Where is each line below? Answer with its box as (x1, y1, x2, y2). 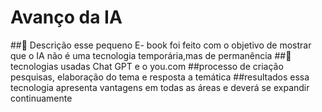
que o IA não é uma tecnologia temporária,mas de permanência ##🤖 (10, 49, 292, 61)
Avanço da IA (10, 6, 123, 29)
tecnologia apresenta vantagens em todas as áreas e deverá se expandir (10, 81, 310, 93)
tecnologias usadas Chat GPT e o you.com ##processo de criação (10, 60, 284, 72)
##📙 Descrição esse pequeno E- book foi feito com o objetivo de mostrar (10, 39, 312, 51)
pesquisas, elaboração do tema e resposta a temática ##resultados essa (10, 71, 310, 83)
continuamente (10, 92, 73, 104)
